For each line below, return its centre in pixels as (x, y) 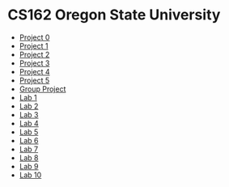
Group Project (42, 89)
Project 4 (34, 71)
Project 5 (34, 80)
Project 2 (34, 54)
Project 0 (34, 37)
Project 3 (34, 63)
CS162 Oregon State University (114, 15)
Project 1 (34, 45)
